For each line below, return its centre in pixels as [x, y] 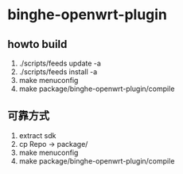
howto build [37, 44]
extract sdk [37, 135]
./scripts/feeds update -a [60, 63]
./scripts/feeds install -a [58, 72]
